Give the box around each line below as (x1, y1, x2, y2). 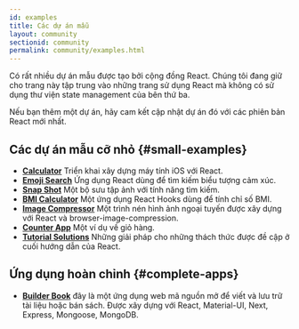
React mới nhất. (9, 116, 67, 127)
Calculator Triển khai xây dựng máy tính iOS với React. (21, 165, 223, 176)
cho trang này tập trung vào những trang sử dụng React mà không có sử (9, 80, 275, 91)
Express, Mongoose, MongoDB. (21, 309, 140, 320)
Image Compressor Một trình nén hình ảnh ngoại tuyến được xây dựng (21, 203, 282, 213)
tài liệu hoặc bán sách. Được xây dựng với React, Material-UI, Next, (21, 300, 269, 310)
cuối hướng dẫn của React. (21, 241, 121, 252)
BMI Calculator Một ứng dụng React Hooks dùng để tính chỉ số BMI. (21, 193, 272, 205)
